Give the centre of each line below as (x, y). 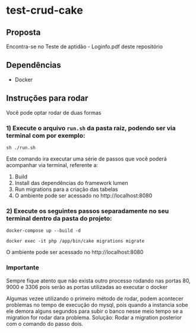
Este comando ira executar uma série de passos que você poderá (87, 159)
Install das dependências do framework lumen (71, 183)
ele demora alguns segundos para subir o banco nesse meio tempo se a (94, 311)
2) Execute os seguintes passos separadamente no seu (88, 211)
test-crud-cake (45, 10)
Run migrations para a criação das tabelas (66, 189)
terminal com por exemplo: (46, 136)
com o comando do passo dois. (45, 323)
